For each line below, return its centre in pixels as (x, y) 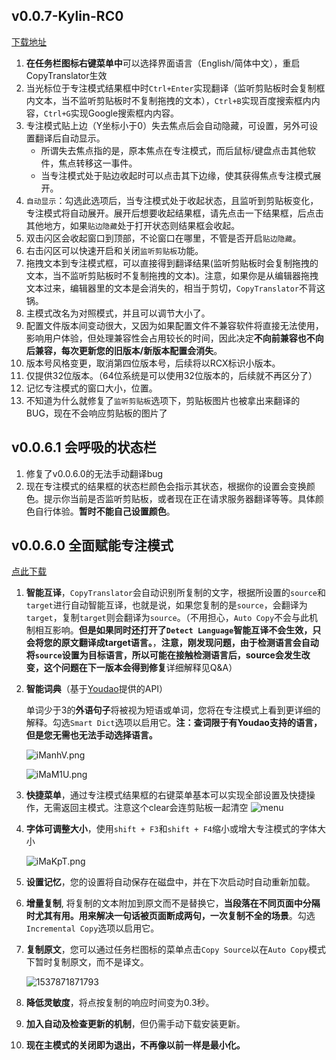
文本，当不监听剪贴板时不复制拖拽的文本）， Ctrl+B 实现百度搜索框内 (173, 100)
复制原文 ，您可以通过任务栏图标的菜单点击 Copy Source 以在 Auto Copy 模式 (175, 950)
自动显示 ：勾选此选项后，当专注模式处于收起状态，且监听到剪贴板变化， (172, 200)
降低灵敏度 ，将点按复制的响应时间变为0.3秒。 (120, 1003)
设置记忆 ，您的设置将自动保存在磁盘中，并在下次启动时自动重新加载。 (170, 882)
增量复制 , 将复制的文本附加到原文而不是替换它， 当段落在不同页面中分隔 (173, 903)
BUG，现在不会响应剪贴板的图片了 (96, 413)
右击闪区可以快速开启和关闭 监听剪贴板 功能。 (114, 250)
